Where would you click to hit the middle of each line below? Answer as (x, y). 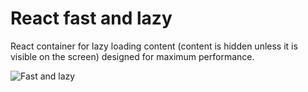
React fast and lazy (91, 18)
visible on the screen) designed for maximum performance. (132, 56)
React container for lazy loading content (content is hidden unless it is (154, 46)
